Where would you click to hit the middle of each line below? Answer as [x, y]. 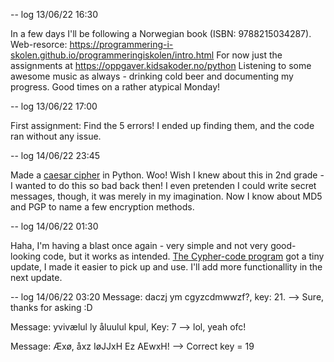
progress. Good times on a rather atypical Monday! [115, 87]
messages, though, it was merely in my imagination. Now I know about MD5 [166, 196]
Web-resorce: [39, 44]
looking [26, 256]
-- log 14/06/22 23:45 [55, 155]
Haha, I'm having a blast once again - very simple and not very [139, 245]
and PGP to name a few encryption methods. [102, 207]
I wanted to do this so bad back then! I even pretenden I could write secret [163, 185]
